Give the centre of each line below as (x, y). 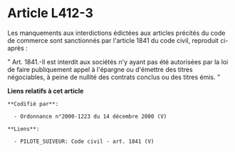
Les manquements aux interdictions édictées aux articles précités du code (116, 33)
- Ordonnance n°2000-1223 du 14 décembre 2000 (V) (90, 116)
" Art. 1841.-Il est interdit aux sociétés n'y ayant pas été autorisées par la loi (118, 61)
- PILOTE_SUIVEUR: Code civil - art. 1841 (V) (84, 141)
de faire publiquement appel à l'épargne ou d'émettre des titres (100, 69)
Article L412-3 (51, 13)
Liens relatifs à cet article (46, 91)
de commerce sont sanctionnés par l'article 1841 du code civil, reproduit (113, 40)
